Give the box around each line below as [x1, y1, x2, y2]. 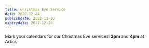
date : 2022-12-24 [5, 12, 40, 16]
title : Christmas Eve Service [5, 7, 66, 12]
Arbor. [5, 39, 18, 45]
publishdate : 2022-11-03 [5, 16, 55, 21]
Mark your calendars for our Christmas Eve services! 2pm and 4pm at [5, 34, 145, 39]
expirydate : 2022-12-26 [5, 20, 53, 25]
